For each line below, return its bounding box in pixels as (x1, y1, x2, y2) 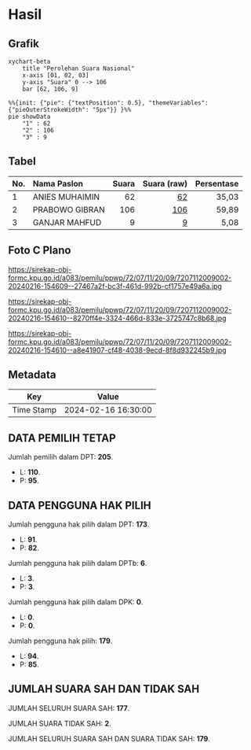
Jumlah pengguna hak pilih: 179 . (8, 636, 113, 646)
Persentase (195, 178, 239, 189)
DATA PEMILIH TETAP (8, 431, 116, 445)
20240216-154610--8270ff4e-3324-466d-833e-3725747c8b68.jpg (8, 313, 227, 323)
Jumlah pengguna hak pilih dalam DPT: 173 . (8, 519, 150, 529)
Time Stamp (12, 405, 57, 416)
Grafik (8, 37, 39, 50)
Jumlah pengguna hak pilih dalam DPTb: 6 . (8, 559, 147, 568)
